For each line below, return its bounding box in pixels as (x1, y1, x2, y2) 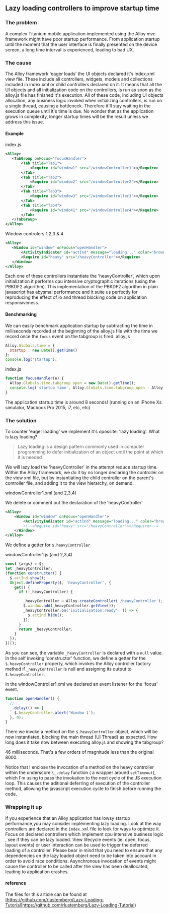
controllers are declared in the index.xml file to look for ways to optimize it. (5, 826, 160, 832)
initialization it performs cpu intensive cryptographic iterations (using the (5, 278, 156, 284)
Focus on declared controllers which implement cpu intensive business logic (5, 831, 163, 837)
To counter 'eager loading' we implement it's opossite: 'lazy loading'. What (5, 428, 160, 434)
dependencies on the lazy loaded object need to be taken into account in (5, 853, 157, 859)
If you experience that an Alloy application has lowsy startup (5, 815, 131, 821)
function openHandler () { (5, 696, 59, 701)
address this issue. (5, 118, 44, 125)
